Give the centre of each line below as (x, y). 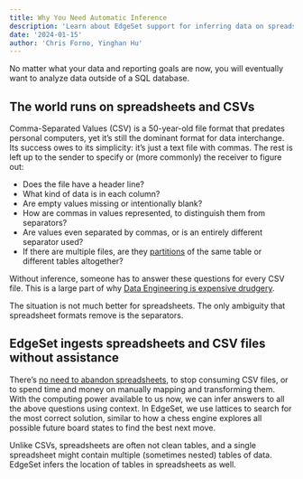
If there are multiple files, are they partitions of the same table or (142, 252)
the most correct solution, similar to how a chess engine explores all (136, 418)
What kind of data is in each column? (91, 194)
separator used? (53, 242)
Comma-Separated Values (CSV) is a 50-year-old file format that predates (147, 128)
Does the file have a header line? (83, 184)
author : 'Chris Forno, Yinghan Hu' (76, 43)
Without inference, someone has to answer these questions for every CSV (147, 279)
